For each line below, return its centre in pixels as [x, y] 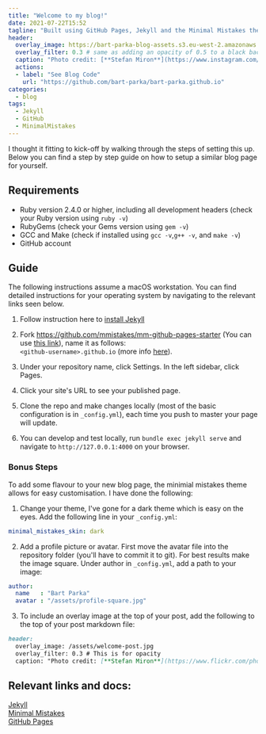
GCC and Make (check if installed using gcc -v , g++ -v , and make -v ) [130, 235]
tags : [17, 104]
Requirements [44, 191]
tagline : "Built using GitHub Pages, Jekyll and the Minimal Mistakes [127, 30]
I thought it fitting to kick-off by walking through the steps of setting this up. [131, 148]
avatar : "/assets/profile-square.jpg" [81, 601]
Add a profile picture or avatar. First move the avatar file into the [124, 546]
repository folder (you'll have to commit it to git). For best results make [135, 555]
